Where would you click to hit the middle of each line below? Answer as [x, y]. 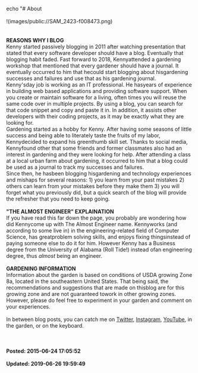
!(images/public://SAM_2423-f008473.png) [59, 21]
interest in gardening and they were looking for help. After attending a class [99, 154]
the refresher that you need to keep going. [58, 199]
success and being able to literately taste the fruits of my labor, [83, 135]
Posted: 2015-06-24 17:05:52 [43, 351]
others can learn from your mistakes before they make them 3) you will [93, 186]
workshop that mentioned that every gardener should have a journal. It [92, 66]
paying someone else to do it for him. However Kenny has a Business [91, 243]
